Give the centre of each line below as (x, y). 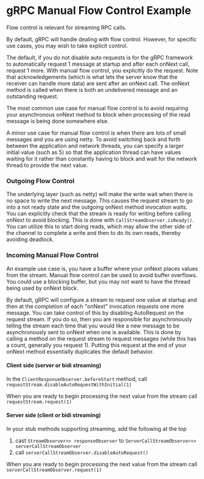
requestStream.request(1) (39, 402)
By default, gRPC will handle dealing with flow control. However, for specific (102, 39)
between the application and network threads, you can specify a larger (95, 145)
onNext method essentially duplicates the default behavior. (80, 351)
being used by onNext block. (42, 288)
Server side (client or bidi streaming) (54, 415)
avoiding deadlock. (30, 239)
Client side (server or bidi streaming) (54, 365)
